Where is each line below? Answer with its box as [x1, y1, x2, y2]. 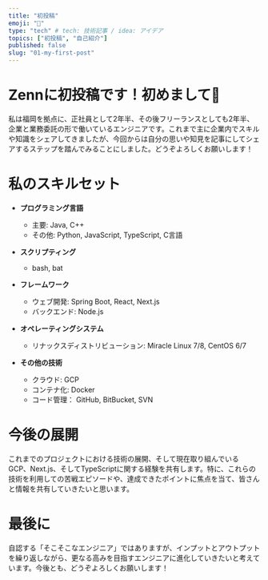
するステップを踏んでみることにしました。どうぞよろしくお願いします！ [14, 143, 254, 153]
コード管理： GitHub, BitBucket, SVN [31, 394, 154, 405]
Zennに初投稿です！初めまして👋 [8, 86, 221, 104]
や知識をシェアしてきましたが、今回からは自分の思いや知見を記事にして [8, 134, 246, 143]
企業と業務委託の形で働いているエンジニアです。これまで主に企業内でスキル [8, 123, 260, 133]
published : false [8, 42, 66, 50]
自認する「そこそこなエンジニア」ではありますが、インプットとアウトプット [8, 542, 261, 553]
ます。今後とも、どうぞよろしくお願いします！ [14, 562, 170, 573]
